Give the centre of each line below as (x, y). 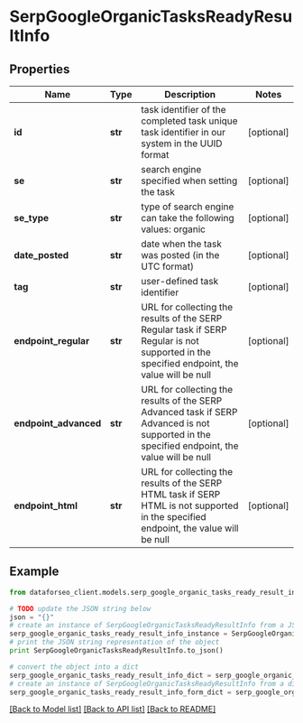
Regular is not (170, 341)
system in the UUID (182, 144)
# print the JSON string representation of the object (115, 643)
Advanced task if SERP (189, 412)
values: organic (173, 229)
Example (34, 572)
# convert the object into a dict (74, 667)
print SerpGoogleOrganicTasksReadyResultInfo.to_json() (116, 651)
